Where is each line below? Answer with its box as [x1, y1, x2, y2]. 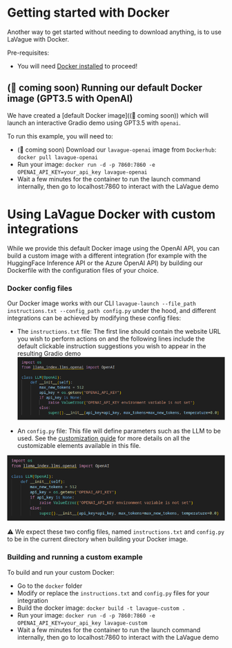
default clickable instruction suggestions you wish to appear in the [17, 341, 206, 350]
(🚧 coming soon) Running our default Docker [7, 82, 202, 94]
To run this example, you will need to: [7, 132, 114, 140]
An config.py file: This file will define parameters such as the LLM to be [17, 426, 221, 435]
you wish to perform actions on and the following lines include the [17, 334, 205, 343]
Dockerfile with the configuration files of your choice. [7, 266, 159, 274]
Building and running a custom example [7, 552, 143, 562]
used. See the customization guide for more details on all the [17, 434, 191, 442]
